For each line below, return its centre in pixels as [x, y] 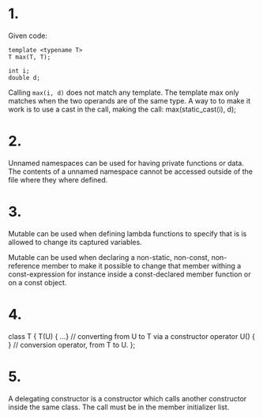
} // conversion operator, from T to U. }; [72, 345]
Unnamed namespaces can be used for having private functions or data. [126, 163]
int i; [19, 71]
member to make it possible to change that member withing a [141, 265]
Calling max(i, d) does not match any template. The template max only [124, 92]
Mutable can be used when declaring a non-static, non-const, [109, 257]
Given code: [28, 36]
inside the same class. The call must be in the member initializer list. [119, 407]
